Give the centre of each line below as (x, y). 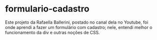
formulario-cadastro (47, 9)
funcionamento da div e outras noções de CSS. (52, 32)
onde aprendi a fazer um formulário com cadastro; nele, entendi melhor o (79, 27)
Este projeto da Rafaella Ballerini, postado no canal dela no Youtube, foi (77, 22)
